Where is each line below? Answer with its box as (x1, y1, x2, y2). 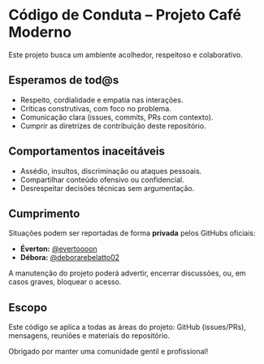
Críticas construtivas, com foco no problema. (19, 103, 172, 113)
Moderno (8, 23, 71, 41)
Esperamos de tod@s (8, 73, 119, 87)
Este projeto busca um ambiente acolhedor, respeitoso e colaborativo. (8, 50, 243, 59)
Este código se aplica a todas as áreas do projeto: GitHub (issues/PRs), (8, 323, 246, 332)
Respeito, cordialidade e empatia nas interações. (19, 95, 184, 105)
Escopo (8, 301, 47, 314)
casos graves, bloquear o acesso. (8, 277, 122, 287)
